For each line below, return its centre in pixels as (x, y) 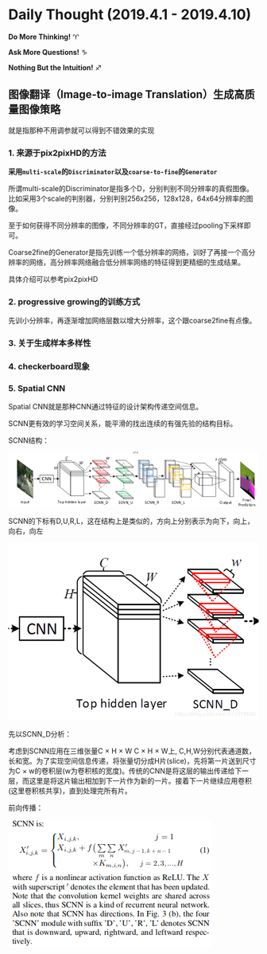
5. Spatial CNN (37, 389)
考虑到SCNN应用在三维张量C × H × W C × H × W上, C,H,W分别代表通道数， (132, 751)
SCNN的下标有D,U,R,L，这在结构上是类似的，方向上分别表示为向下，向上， (131, 521)
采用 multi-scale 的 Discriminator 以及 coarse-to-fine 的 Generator (113, 172)
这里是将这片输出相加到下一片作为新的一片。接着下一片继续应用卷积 (140, 781)
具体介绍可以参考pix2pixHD (53, 280)
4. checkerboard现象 (49, 366)
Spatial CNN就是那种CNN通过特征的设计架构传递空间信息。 (106, 407)
